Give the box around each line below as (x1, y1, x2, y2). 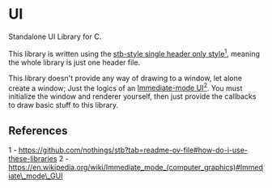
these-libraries (8, 154, 57, 164)
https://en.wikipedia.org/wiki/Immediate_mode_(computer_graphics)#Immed (8, 163, 264, 173)
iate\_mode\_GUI (8, 171, 63, 181)
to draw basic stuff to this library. (8, 100, 119, 110)
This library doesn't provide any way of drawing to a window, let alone (8, 73, 243, 83)
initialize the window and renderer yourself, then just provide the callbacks (8, 92, 257, 101)
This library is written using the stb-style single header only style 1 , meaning (8, 47, 261, 58)
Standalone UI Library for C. (8, 32, 102, 41)
